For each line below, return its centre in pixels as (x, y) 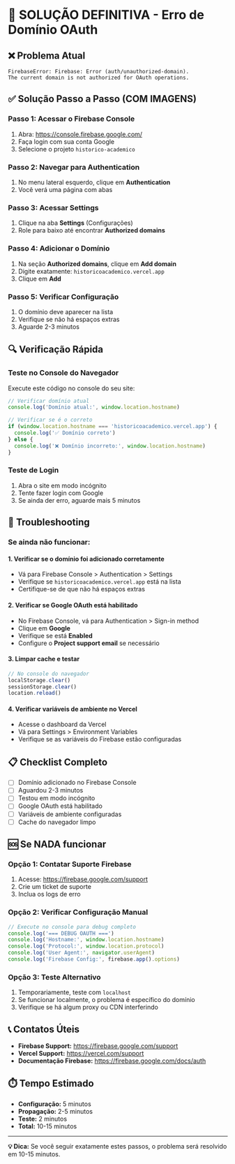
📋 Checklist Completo (58, 762)
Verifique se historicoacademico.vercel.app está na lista (100, 582)
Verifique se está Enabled (55, 635)
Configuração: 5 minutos (54, 1104)
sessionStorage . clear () (43, 687)
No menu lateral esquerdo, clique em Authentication (94, 182)
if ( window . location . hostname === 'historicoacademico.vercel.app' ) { (113, 427)
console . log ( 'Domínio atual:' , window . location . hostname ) (94, 407)
